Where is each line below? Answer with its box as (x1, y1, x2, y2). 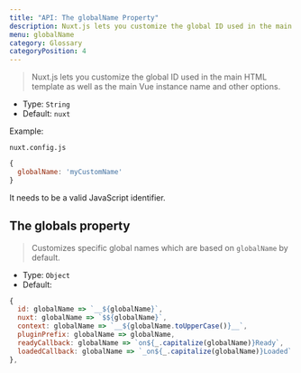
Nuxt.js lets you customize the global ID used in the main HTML (31, 71, 268, 82)
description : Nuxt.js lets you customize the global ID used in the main (9, 22, 293, 31)
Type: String (22, 98, 70, 109)
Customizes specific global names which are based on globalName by (31, 242, 288, 253)
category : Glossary (9, 38, 83, 48)
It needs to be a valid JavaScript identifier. (9, 191, 166, 203)
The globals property (9, 219, 131, 234)
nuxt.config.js (9, 144, 67, 153)
